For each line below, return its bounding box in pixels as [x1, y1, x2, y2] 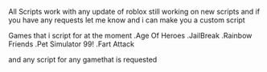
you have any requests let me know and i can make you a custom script [8, 15, 245, 25]
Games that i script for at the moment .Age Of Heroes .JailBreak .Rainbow [8, 31, 253, 40]
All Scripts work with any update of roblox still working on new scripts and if [8, 7, 260, 16]
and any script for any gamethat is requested [8, 55, 158, 64]
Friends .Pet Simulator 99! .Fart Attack [8, 39, 135, 49]
